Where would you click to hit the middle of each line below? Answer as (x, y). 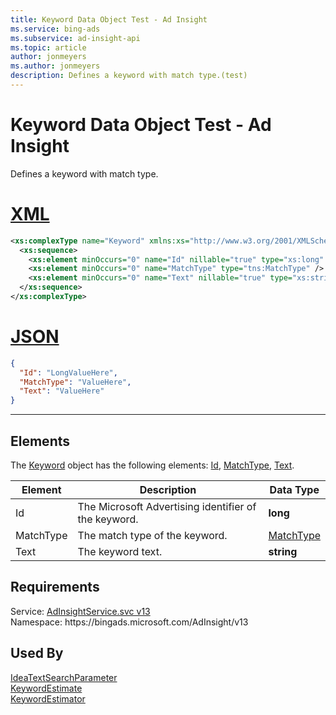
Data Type (294, 489)
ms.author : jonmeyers (55, 66)
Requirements (55, 587)
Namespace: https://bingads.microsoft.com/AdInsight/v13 (129, 622)
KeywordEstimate (46, 688)
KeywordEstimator (48, 698)
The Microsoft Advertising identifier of (167, 506)
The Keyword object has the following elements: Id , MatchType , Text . (152, 465)
